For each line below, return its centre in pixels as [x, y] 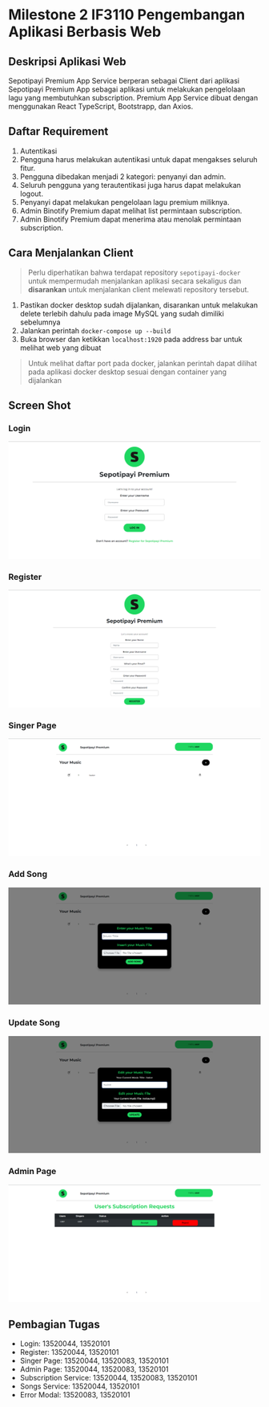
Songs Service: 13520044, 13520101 [80, 1386]
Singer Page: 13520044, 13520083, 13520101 [94, 1361]
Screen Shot [40, 406]
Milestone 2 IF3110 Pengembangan [127, 15]
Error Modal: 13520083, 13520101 [75, 1395]
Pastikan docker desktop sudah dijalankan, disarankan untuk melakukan [139, 305]
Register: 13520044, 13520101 [69, 1352]
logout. [32, 194]
